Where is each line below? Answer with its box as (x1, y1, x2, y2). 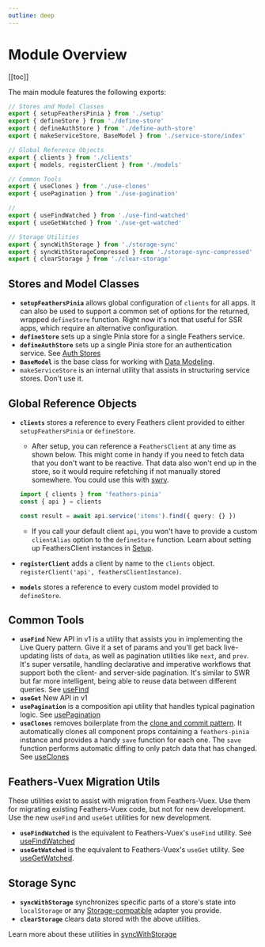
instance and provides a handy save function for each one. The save (19, 735, 241, 744)
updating (19, 651, 49, 661)
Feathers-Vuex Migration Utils (8, 775, 161, 788)
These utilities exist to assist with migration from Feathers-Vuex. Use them (8, 796, 251, 805)
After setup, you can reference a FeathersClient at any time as (31, 441, 237, 451)
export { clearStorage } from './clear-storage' (8, 255, 172, 263)
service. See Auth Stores (19, 349, 101, 358)
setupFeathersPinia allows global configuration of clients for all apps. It (19, 298, 256, 308)
